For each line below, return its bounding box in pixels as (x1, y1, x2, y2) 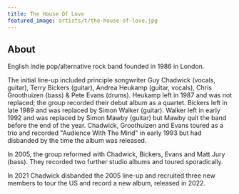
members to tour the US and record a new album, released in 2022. (7, 179, 205, 188)
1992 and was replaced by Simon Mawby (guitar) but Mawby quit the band (7, 114, 227, 122)
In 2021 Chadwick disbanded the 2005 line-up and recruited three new (7, 171, 215, 180)
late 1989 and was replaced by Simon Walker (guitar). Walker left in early (7, 106, 221, 114)
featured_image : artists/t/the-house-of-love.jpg (7, 17, 158, 24)
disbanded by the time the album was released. (7, 136, 147, 145)
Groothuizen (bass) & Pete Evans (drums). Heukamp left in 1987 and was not (7, 91, 233, 99)
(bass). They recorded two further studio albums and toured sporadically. (7, 158, 223, 166)
